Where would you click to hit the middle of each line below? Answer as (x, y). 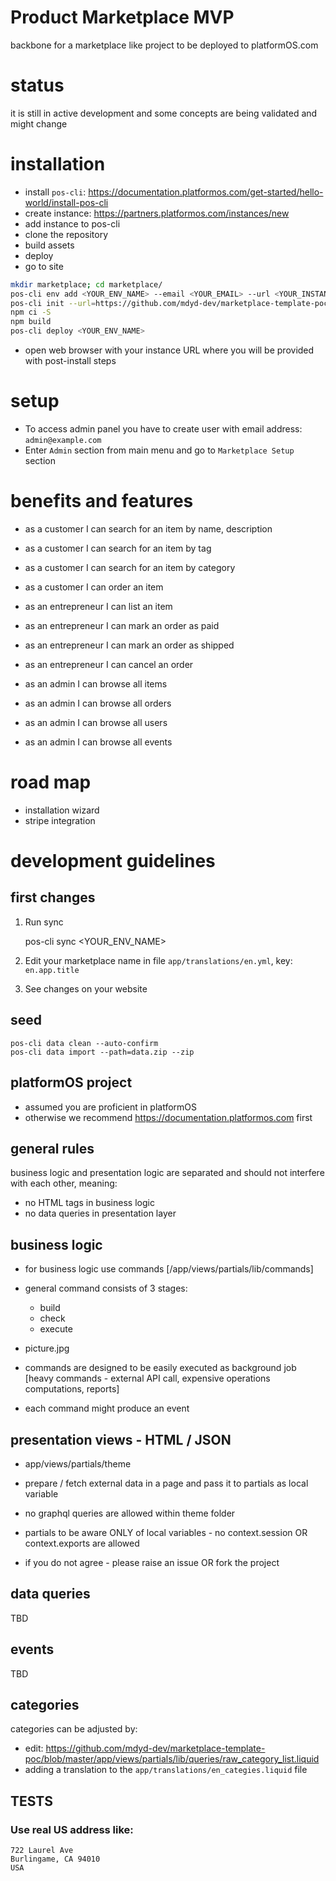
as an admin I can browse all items (96, 683)
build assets (49, 245)
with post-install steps (70, 361)
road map (51, 782)
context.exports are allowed (82, 1543)
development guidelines (113, 861)
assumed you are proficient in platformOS (111, 1107)
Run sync (44, 922)
